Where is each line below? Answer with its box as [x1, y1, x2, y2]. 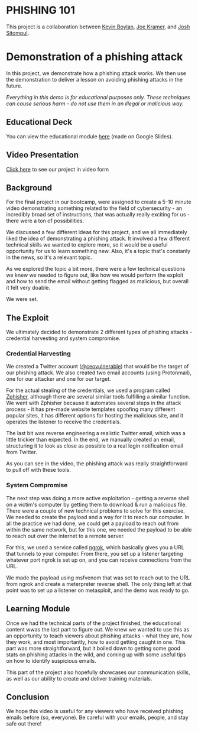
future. [6, 82, 22, 89]
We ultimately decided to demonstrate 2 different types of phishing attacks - [6, 329, 193, 336]
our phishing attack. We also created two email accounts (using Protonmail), [6, 369, 192, 376]
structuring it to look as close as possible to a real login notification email [6, 442, 184, 449]
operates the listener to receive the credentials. [6, 418, 121, 426]
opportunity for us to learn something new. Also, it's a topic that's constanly [6, 248, 191, 255]
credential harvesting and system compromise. [6, 335, 121, 342]
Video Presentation [6, 150, 79, 160]
